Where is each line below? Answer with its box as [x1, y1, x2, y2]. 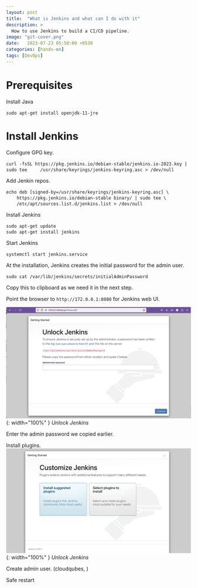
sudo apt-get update [6, 223, 57, 229]
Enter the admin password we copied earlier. [6, 430, 114, 437]
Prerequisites [6, 78, 73, 92]
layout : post [6, 9, 38, 15]
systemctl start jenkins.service [6, 251, 88, 257]
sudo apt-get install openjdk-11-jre [6, 110, 98, 116]
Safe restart [6, 576, 35, 583]
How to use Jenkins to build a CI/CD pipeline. [11, 28, 130, 34]
